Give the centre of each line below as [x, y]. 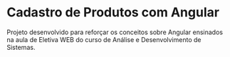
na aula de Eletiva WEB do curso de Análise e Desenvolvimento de [104, 39]
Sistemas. [21, 47]
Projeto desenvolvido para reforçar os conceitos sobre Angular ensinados [115, 32]
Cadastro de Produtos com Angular [113, 12]
